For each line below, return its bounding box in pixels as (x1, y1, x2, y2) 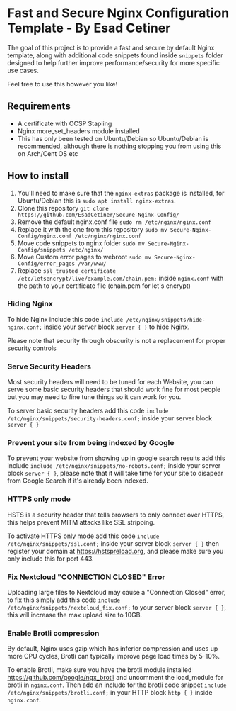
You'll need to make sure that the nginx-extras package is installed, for (17, 189, 225, 197)
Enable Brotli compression (7, 628, 100, 638)
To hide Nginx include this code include (7, 315, 124, 323)
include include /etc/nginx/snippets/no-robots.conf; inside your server (7, 461, 221, 470)
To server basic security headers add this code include (7, 406, 169, 415)
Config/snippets (17, 246, 66, 253)
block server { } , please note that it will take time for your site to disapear (7, 469, 224, 478)
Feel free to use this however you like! (7, 79, 118, 88)
